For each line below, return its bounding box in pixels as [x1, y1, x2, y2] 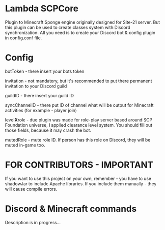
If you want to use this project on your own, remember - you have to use [5, 175, 151, 181]
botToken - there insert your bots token [5, 68, 84, 74]
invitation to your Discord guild [5, 83, 67, 89]
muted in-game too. [5, 142, 45, 148]
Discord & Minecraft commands [5, 203, 137, 214]
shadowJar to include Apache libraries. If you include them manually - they [5, 180, 157, 187]
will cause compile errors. [5, 186, 57, 192]
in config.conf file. [5, 35, 42, 41]
